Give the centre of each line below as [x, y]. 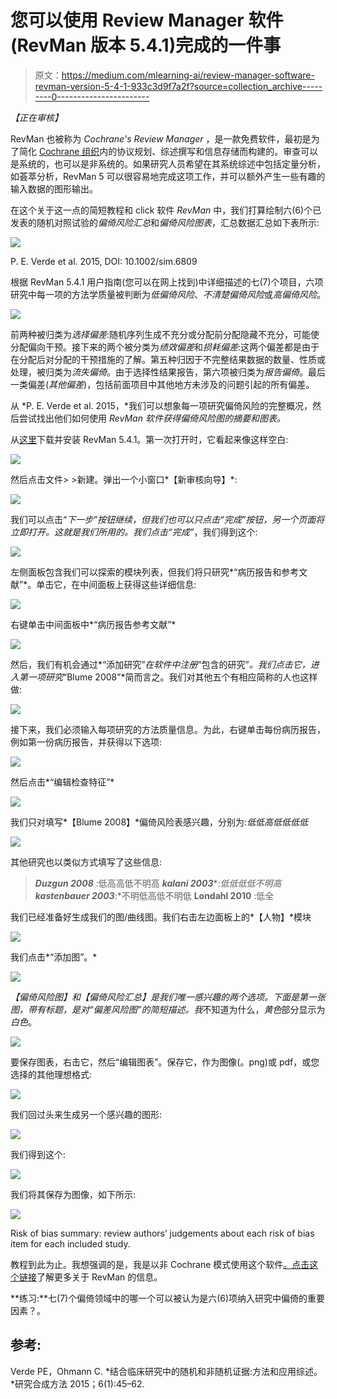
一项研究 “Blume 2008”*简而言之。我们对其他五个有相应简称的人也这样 [172, 677]
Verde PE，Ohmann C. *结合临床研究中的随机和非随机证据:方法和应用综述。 [166, 1371]
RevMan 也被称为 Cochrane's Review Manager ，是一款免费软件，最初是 [161, 138]
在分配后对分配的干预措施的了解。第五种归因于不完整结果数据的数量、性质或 [168, 359]
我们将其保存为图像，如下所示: [73, 1194]
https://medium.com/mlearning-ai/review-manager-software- [188, 75]
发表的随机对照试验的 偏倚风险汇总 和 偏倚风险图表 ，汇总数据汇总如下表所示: [165, 222]
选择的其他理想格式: [51, 1074]
